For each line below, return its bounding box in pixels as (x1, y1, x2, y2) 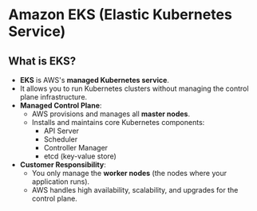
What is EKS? (8, 54, 77, 68)
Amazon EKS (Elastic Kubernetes (8, 6, 233, 24)
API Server (43, 126, 80, 135)
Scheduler (43, 135, 78, 144)
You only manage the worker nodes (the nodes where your (31, 169, 227, 178)
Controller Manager (43, 143, 109, 152)
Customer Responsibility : (19, 160, 106, 169)
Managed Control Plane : (19, 101, 102, 110)
